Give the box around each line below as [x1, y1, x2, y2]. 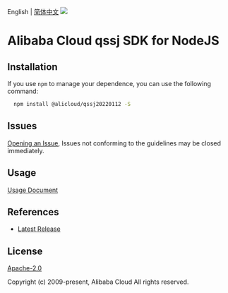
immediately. [7, 146, 44, 155]
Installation [7, 61, 58, 73]
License [7, 245, 43, 257]
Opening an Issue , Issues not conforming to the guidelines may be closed [7, 138, 221, 148]
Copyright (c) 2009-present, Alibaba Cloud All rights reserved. [7, 277, 189, 286]
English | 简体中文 [7, 8, 59, 16]
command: [7, 87, 39, 95]
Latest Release [17, 225, 61, 233]
